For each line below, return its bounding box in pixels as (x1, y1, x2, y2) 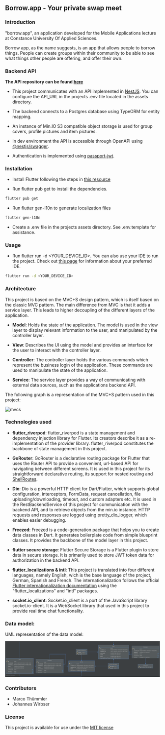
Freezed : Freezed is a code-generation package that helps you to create (12, 527, 160, 533)
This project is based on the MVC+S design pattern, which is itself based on (5, 296, 159, 303)
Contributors (5, 685, 37, 692)
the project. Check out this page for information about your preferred (12, 258, 152, 264)
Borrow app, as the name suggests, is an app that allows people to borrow (5, 44, 156, 51)
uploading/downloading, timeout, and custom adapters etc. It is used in (12, 496, 157, 502)
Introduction (5, 19, 35, 26)
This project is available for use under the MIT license (5, 725, 114, 731)
